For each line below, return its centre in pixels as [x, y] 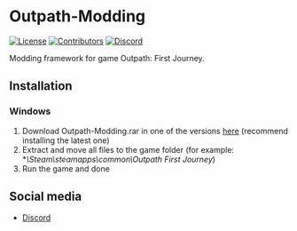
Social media [46, 197]
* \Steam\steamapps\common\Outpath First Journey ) [118, 159]
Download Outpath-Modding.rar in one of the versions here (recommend [155, 131]
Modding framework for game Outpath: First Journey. [107, 58]
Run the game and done [66, 168]
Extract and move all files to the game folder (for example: [128, 149]
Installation [41, 86]
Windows [30, 111]
